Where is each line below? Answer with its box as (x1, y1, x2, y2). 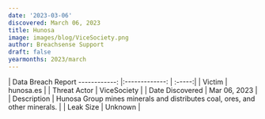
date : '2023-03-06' (8, 11, 73, 20)
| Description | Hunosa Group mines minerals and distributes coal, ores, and (8, 94, 256, 103)
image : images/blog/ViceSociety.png (8, 33, 129, 42)
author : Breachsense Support (8, 41, 104, 49)
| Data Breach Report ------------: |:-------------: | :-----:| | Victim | (8, 76, 228, 87)
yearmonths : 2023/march (8, 56, 87, 64)
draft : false (8, 48, 51, 56)
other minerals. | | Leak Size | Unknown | (8, 102, 141, 111)
